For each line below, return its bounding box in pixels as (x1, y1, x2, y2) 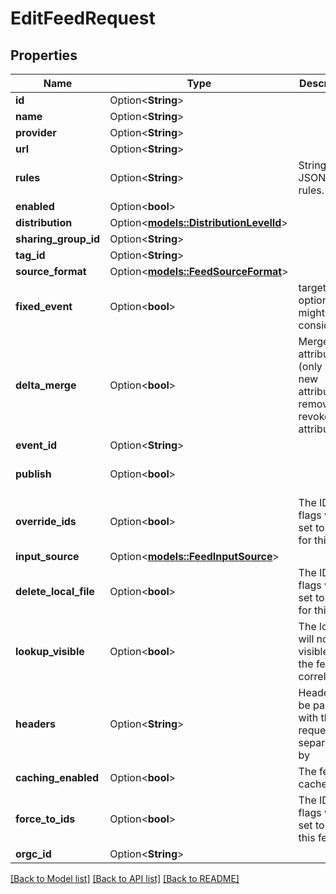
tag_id (15, 248, 46, 262)
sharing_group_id (15, 232, 101, 246)
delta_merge (15, 378, 77, 392)
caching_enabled (15, 771, 100, 784)
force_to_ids (15, 812, 76, 826)
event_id (15, 438, 58, 452)
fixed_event (15, 300, 73, 313)
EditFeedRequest (10, 7, 156, 30)
